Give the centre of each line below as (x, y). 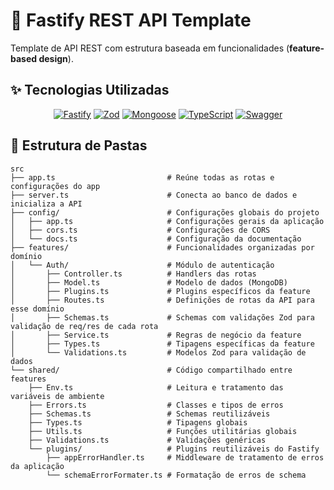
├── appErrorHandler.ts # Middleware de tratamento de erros (185, 457)
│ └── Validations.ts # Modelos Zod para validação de (158, 352)
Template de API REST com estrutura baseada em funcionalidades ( (150, 48)
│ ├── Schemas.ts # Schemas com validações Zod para (162, 317)
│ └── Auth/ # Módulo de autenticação (142, 265)
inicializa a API (46, 204)
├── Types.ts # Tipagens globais (138, 422)
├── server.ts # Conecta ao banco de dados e (154, 195)
